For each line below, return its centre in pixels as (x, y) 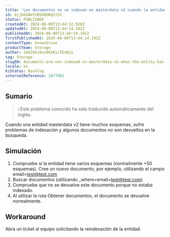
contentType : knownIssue (31, 43)
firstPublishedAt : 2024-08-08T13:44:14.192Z (53, 38)
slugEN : (13, 62)
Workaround (26, 216)
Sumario (19, 96)
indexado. (23, 190)
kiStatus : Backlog (25, 71)
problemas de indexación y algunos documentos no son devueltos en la (80, 130)
